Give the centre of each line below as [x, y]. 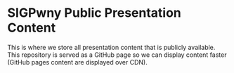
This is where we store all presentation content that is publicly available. [111, 47]
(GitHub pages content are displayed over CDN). [77, 62]
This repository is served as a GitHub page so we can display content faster [117, 55]
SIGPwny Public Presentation [94, 13]
